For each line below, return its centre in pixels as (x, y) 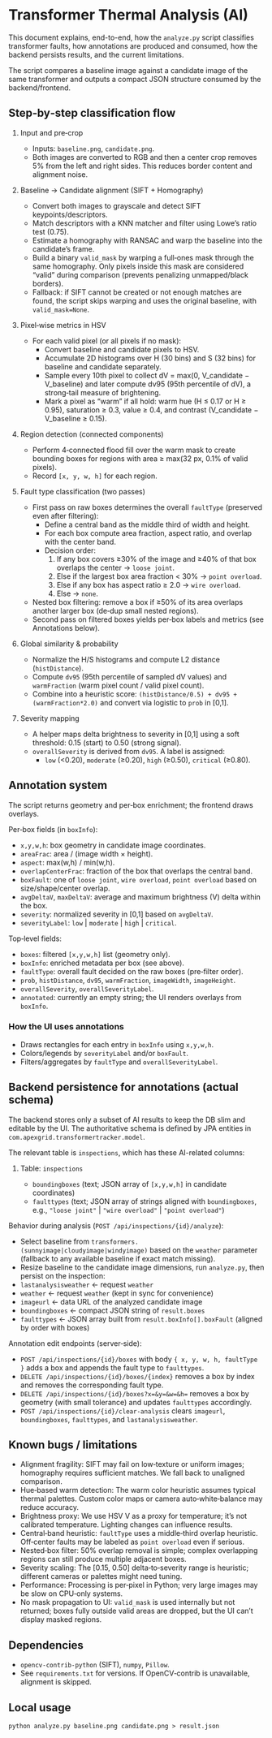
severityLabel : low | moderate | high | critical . (98, 922)
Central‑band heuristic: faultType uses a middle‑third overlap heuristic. (139, 1533)
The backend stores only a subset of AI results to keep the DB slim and (127, 1119)
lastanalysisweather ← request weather (87, 1284)
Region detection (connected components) (92, 434)
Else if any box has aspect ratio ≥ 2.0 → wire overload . (149, 584)
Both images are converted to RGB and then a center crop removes (145, 157)
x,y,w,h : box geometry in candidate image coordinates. (113, 845)
